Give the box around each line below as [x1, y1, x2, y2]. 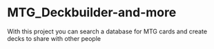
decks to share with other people [7, 34, 101, 42]
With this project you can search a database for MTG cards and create [7, 27, 208, 35]
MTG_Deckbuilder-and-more [7, 5, 177, 20]
